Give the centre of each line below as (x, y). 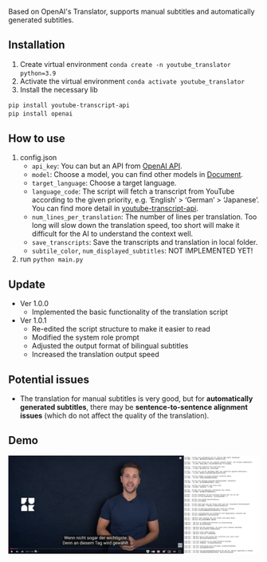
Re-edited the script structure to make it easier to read (121, 329)
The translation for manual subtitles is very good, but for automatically (136, 399)
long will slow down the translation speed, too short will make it (135, 226)
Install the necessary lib (59, 89)
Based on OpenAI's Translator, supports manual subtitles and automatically (132, 12)
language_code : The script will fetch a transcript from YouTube (133, 191)
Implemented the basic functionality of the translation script (130, 312)
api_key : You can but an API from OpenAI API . (107, 166)
